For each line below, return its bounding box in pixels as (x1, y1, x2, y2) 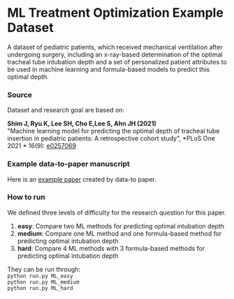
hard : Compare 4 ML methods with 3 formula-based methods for (17, 244, 205, 252)
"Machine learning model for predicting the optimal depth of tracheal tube (7, 127, 220, 136)
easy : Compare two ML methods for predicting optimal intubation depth (17, 221, 225, 230)
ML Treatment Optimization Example (7, 5, 224, 21)
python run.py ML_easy (7, 272, 73, 279)
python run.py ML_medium (7, 278, 80, 286)
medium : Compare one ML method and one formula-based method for (17, 229, 222, 238)
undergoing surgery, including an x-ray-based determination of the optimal (7, 50, 224, 59)
